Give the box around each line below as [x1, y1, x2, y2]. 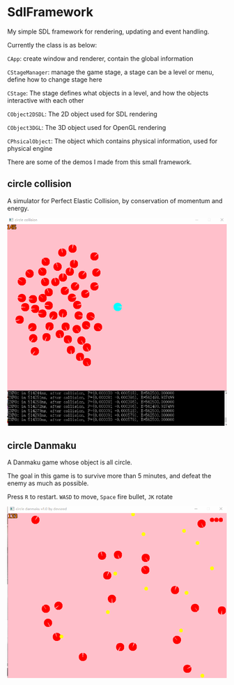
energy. [7, 204, 29, 212]
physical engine [7, 144, 53, 152]
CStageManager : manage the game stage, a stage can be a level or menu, [7, 68, 214, 76]
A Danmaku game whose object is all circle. [7, 458, 132, 466]
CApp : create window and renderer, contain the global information [7, 54, 194, 63]
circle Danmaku [7, 439, 77, 451]
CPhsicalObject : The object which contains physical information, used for [7, 137, 218, 145]
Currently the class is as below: [7, 40, 97, 49]
